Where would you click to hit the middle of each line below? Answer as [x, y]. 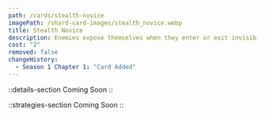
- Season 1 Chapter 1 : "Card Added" [76, 67]
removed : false [33, 52]
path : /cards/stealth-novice [56, 15]
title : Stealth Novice [46, 30]
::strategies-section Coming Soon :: [66, 104]
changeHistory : [33, 60]
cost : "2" [25, 45]
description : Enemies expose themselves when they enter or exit [118, 38]
